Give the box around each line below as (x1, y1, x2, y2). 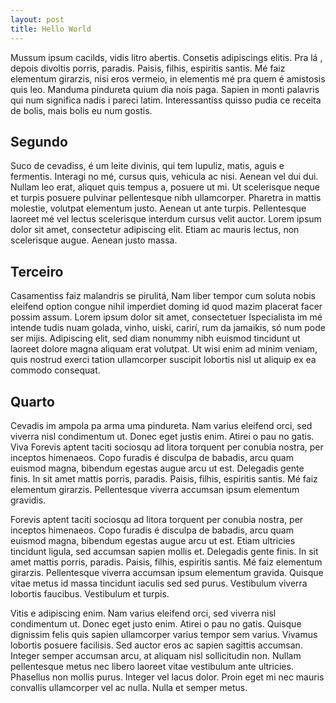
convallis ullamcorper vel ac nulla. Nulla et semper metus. (10, 681, 248, 693)
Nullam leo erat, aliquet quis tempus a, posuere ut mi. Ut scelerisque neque (10, 181, 320, 193)
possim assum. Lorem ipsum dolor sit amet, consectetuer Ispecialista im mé (10, 311, 323, 323)
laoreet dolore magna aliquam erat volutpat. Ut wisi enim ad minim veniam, (10, 343, 318, 355)
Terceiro (10, 263, 64, 280)
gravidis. (10, 494, 47, 506)
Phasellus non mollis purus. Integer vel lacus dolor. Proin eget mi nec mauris (10, 671, 325, 683)
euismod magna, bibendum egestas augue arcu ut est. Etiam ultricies (10, 534, 296, 546)
